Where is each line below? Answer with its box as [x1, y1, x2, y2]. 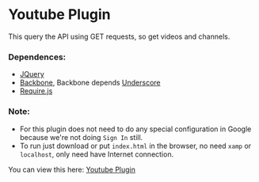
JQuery [19, 70, 45, 79]
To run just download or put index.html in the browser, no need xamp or [19, 141, 252, 150]
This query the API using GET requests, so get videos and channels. [8, 32, 230, 41]
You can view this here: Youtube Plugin [8, 165, 136, 174]
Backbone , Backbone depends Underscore [19, 78, 161, 88]
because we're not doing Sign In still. [19, 132, 143, 142]
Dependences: [8, 51, 67, 63]
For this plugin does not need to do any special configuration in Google [19, 124, 252, 134]
